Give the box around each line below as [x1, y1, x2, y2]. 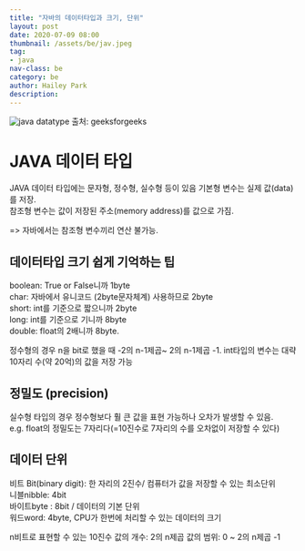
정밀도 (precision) [9, 385, 109, 401]
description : [9, 89, 59, 98]
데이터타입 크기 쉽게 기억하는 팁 [9, 254, 176, 270]
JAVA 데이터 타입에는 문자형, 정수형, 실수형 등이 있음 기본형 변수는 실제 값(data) [9, 183, 294, 194]
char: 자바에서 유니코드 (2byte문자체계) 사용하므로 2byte [9, 291, 214, 302]
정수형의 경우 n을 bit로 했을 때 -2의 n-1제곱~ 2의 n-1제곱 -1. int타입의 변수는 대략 [9, 345, 297, 356]
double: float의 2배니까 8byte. [9, 325, 120, 337]
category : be [9, 73, 59, 82]
